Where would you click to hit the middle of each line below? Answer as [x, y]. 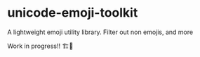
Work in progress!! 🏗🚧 [40, 46]
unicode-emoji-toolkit [73, 13]
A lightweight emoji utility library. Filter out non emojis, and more [100, 32]
